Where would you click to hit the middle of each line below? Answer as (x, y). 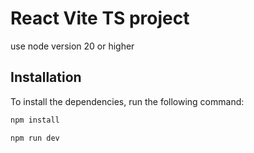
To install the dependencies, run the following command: (127, 101)
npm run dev (35, 138)
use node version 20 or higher (72, 46)
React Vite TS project (100, 18)
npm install (35, 120)
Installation (46, 77)
